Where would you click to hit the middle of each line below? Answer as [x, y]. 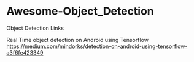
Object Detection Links [35, 28]
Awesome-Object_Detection [80, 11]
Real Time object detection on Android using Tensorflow [78, 40]
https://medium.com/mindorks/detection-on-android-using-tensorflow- [97, 46]
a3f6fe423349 [25, 52]
